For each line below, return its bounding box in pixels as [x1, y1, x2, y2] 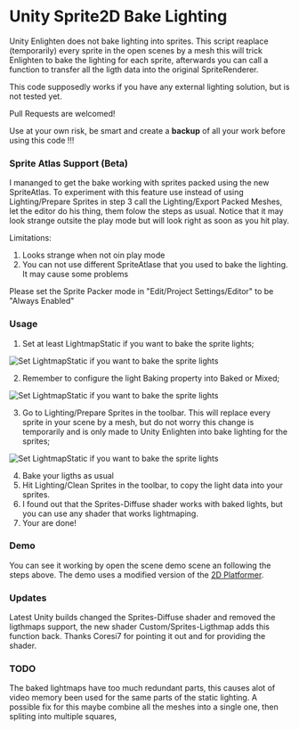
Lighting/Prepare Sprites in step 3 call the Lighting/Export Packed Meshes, [9, 196, 283, 207]
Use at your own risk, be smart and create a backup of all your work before [9, 125, 287, 135]
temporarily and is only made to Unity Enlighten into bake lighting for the [21, 426, 287, 437]
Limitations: [9, 233, 52, 243]
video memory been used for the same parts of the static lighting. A [9, 693, 258, 703]
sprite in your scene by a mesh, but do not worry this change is [21, 416, 255, 427]
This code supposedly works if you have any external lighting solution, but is [9, 81, 290, 92]
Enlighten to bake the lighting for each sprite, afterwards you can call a [9, 54, 269, 65]
